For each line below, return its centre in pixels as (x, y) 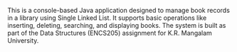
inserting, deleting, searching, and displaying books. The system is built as (117, 25)
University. (23, 41)
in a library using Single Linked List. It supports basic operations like (107, 18)
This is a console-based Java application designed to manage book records (118, 10)
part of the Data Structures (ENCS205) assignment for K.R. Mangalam (110, 33)
